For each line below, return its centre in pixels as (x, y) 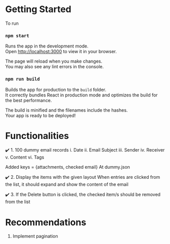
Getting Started (38, 9)
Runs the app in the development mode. (47, 46)
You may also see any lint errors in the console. (54, 67)
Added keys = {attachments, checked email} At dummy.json (68, 167)
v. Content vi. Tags (25, 157)
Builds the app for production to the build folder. (56, 89)
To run (12, 23)
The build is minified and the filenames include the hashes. (67, 110)
